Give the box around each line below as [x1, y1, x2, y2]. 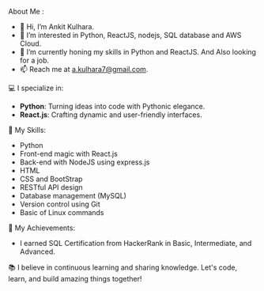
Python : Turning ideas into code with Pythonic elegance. [19, 102, 206, 111]
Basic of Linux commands [19, 208, 104, 217]
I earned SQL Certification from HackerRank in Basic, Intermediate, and [19, 239, 252, 248]
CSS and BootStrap [19, 174, 83, 183]
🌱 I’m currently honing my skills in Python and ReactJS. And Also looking [19, 47, 257, 56]
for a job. [19, 55, 50, 65]
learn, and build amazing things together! [8, 274, 142, 283]
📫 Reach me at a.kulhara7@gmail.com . [19, 65, 149, 74]
